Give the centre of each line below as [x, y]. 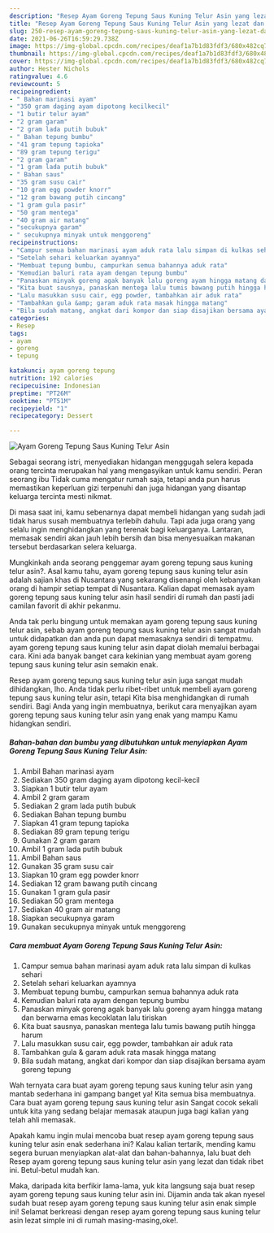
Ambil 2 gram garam [55, 797]
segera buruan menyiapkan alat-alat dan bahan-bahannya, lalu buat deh [130, 1153]
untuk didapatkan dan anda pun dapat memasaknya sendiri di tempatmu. [132, 639]
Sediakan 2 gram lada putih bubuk [78, 806]
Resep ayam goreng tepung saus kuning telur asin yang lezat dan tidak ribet [137, 1161]
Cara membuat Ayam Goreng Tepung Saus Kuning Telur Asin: [116, 945]
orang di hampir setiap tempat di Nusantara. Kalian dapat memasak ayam [132, 588]
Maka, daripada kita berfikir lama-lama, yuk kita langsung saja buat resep [132, 1186]
